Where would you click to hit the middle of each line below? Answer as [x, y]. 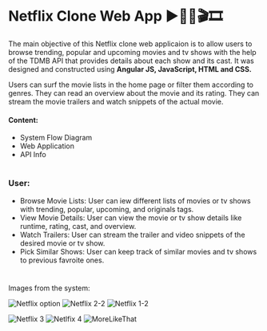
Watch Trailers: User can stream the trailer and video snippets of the [132, 234]
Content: [23, 120]
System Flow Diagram [56, 138]
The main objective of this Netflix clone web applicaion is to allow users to [130, 43]
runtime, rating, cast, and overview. [78, 226]
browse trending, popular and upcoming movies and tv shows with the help [133, 52]
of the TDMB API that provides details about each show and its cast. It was [131, 61]
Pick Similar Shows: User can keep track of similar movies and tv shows [138, 251]
